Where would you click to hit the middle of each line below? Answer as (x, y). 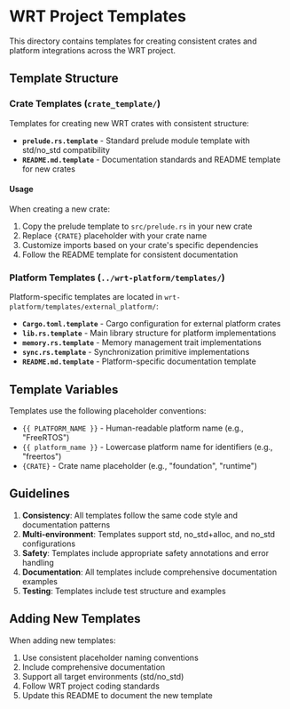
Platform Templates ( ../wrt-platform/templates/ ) (117, 278)
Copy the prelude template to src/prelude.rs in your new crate (137, 226)
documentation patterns (66, 524)
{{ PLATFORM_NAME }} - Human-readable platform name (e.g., (133, 428)
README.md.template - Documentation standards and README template (151, 159)
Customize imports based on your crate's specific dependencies (140, 245)
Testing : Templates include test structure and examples (124, 591)
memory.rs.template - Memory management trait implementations (141, 342)
